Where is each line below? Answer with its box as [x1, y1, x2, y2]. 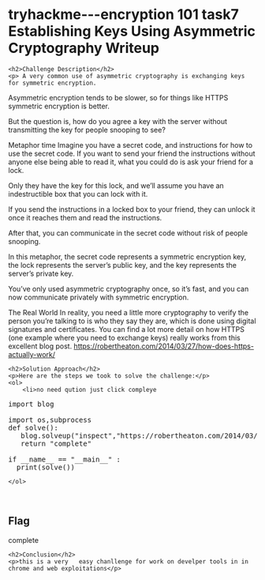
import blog [8, 399, 54, 409]
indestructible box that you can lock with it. [8, 189, 148, 198]
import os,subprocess [8, 415, 92, 424]
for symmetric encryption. [8, 79, 97, 87]
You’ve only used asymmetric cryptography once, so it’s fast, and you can [8, 284, 249, 293]
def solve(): [8, 423, 59, 432]
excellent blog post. [8, 341, 73, 351]
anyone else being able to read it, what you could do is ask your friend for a [8, 156, 254, 167]
